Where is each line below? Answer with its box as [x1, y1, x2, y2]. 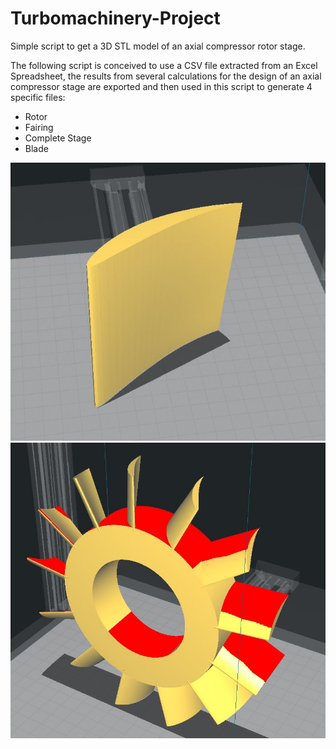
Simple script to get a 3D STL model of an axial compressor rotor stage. [10, 40, 306, 52]
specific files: [10, 91, 66, 103]
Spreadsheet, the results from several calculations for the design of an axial [10, 70, 322, 82]
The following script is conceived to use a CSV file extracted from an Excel [10, 59, 318, 71]
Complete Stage [24, 132, 92, 144]
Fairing [24, 121, 54, 133]
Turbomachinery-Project [10, 7, 221, 30]
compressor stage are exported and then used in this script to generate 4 [10, 80, 313, 92]
